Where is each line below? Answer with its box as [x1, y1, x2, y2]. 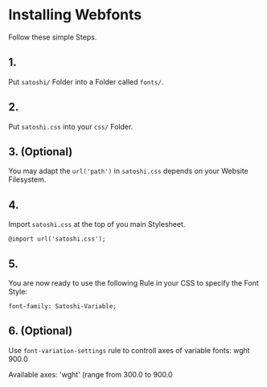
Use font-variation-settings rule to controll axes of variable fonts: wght [8, 345, 251, 355]
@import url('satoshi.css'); [8, 235, 106, 243]
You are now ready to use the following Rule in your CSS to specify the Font [8, 278, 259, 287]
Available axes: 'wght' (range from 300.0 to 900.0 [8, 369, 173, 379]
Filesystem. [8, 175, 47, 184]
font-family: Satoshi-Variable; [8, 303, 117, 311]
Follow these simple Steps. [8, 32, 97, 42]
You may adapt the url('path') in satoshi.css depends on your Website [8, 167, 249, 176]
